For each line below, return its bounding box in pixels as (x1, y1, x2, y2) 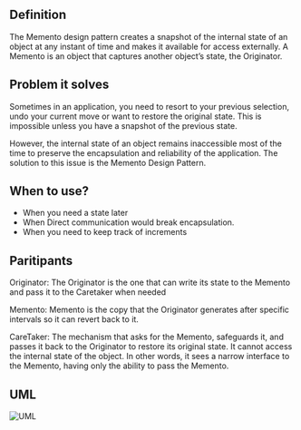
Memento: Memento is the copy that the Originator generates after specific (9, 304, 290, 316)
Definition (9, 7, 66, 23)
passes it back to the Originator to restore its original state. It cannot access (9, 341, 293, 352)
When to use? (9, 183, 89, 199)
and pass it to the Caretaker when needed (9, 287, 167, 298)
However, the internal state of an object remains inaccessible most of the (9, 138, 283, 149)
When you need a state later (22, 208, 129, 219)
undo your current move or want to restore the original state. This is (9, 111, 262, 122)
